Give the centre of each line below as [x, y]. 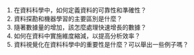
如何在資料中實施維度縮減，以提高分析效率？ [77, 36]
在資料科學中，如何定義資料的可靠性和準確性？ [80, 10]
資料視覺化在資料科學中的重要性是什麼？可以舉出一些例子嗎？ [101, 44]
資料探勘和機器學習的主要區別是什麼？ [68, 19]
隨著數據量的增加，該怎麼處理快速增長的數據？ [80, 27]
